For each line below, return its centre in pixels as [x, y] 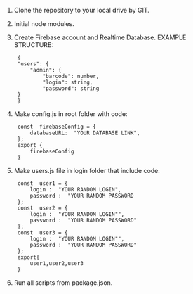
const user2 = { [42, 208]
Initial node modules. [44, 24]
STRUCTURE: [34, 45]
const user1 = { [42, 184]
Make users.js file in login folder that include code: [87, 171]
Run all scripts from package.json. [63, 283]
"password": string [71, 89]
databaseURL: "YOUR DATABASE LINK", [85, 133]
